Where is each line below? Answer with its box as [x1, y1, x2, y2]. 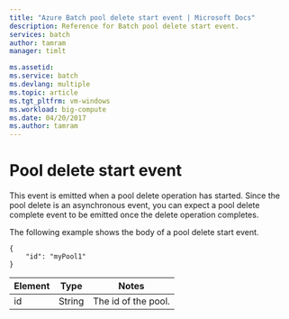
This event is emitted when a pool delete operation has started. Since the [9, 190, 281, 201]
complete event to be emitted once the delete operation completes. [9, 209, 259, 221]
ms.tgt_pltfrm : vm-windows [9, 96, 111, 105]
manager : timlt [9, 47, 67, 56]
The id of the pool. [93, 295, 171, 307]
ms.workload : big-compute [9, 105, 106, 114]
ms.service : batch [9, 71, 78, 81]
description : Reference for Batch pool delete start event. [9, 22, 240, 31]
